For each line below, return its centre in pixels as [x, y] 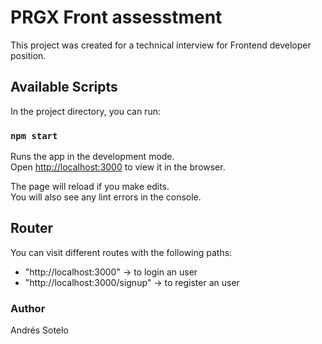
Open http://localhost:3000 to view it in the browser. [118, 167]
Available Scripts [64, 87]
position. [28, 55]
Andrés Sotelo [39, 330]
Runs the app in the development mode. [92, 157]
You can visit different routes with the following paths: [121, 252]
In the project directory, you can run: [85, 111]
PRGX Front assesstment [116, 17]
